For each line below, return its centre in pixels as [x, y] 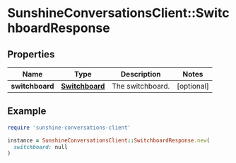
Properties [31, 54]
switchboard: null [41, 147]
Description [141, 74]
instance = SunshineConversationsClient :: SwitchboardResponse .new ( [109, 140]
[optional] [193, 86]
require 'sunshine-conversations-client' [69, 128]
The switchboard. [141, 86]
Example [27, 111]
